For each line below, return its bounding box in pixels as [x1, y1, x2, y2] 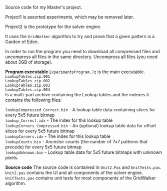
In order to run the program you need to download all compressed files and [5, 49, 160, 54]
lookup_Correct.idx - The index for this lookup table [5, 117, 113, 123]
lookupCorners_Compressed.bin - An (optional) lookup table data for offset [5, 123, 156, 128]
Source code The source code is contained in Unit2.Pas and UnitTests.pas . [5, 164, 161, 170]
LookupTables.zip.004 [5, 87, 50, 92]
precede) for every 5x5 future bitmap [5, 144, 81, 150]
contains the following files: [5, 97, 62, 103]
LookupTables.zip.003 [5, 83, 50, 88]
